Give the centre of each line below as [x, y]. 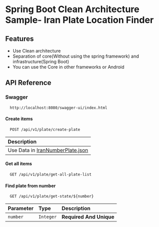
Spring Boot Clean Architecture [72, 9]
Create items [19, 119]
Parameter [21, 208]
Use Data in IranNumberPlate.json [48, 150]
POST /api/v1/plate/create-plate [45, 129]
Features [19, 39]
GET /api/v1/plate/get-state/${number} [52, 196]
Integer [48, 217]
